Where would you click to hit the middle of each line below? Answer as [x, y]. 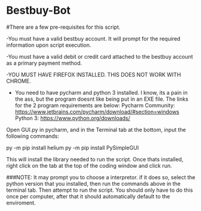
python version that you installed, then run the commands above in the [94, 183]
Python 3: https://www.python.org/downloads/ [73, 118]
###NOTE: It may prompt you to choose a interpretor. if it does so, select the [101, 177]
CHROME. [19, 81]
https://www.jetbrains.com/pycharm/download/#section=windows [97, 111]
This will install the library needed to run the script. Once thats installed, [95, 159]
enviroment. [21, 203]
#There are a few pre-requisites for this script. [64, 27]
